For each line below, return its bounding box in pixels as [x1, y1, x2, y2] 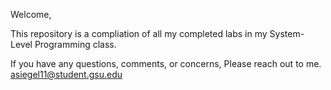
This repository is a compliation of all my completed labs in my [10, 28, 268, 39]
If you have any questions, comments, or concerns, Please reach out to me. [10, 58, 322, 69]
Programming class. [34, 39, 117, 50]
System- [269, 28, 305, 39]
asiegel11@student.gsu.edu [10, 69, 123, 80]
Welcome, [10, 9, 52, 20]
